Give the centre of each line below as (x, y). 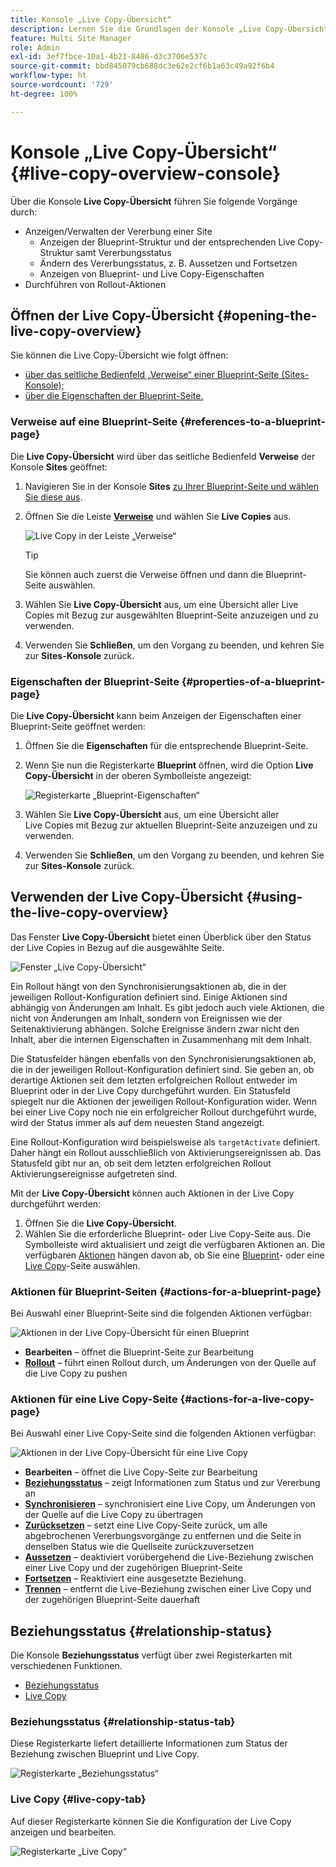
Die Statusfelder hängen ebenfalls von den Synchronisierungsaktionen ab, (163, 1058)
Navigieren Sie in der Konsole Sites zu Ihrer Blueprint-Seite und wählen (172, 486)
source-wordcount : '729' (62, 85)
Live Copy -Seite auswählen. (82, 1265)
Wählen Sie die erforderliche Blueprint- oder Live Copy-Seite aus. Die (168, 1233)
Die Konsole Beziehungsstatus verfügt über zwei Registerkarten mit (151, 1655)
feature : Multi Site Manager (71, 38)
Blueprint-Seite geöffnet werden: (78, 726)
